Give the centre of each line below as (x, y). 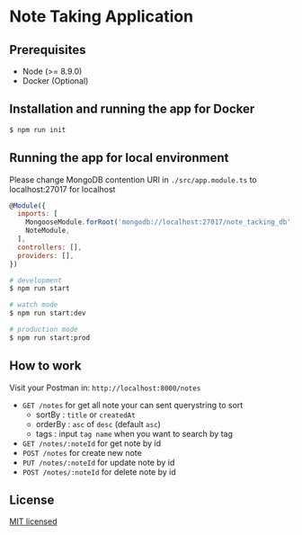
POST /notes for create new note (82, 452)
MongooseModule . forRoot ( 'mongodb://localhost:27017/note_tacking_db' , (160, 222)
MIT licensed (33, 522)
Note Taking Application (102, 17)
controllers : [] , (50, 247)
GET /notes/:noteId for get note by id (92, 443)
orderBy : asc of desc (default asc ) (98, 424)
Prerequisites (48, 50)
